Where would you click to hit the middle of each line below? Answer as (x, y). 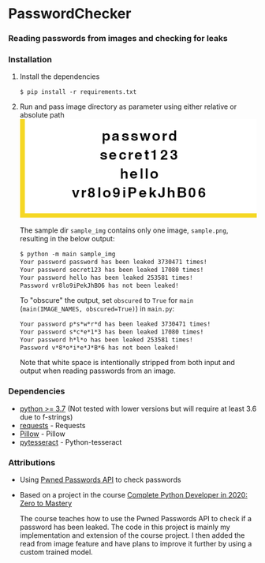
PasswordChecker (70, 14)
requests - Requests (52, 425)
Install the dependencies (60, 76)
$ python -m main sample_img (67, 254)
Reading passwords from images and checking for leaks (118, 39)
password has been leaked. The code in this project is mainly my (125, 527)
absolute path (42, 115)
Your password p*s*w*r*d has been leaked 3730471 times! (115, 324)
